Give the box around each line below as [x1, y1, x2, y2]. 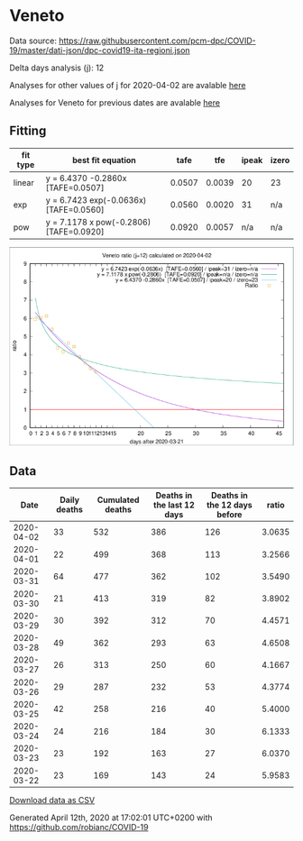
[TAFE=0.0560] [45, 204, 105, 215]
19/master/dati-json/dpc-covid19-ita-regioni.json [9, 44, 191, 55]
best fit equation [71, 154, 137, 165]
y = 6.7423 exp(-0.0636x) [45, 195, 147, 206]
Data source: [9, 35, 57, 46]
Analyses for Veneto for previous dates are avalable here [9, 96, 221, 108]
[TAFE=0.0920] [45, 226, 105, 237]
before [216, 508, 243, 519]
